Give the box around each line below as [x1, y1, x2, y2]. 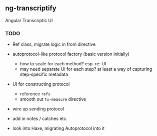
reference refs [19, 91, 50, 97]
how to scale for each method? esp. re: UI [19, 61, 106, 67]
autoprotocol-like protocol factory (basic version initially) [12, 51, 130, 57]
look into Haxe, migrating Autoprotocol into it [12, 125, 105, 131]
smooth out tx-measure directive [19, 96, 86, 102]
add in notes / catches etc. [12, 115, 67, 122]
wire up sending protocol [12, 106, 64, 112]
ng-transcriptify [5, 4, 56, 13]
